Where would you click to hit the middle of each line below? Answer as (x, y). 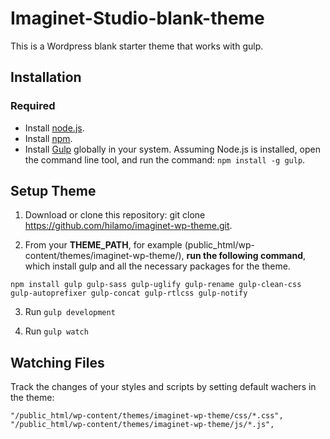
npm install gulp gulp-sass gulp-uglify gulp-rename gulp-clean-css (156, 285)
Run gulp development (70, 312)
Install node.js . (54, 128)
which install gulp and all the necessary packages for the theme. (157, 266)
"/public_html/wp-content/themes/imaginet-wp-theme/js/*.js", (142, 425)
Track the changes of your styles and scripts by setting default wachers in (163, 387)
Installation (46, 77)
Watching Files (57, 362)
